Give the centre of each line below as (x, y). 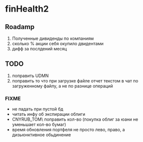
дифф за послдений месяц (39, 49)
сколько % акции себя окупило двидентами (58, 44)
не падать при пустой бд (38, 109)
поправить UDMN (30, 76)
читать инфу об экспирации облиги (49, 114)
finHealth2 (27, 9)
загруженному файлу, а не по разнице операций (62, 86)
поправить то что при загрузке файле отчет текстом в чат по (75, 80)
